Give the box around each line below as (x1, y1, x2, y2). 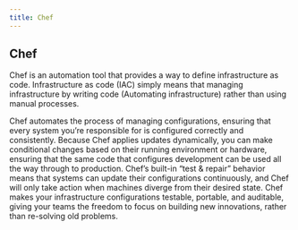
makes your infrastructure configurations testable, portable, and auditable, (9, 192, 285, 202)
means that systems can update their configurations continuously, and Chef (9, 173, 289, 183)
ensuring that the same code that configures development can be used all (9, 154, 282, 165)
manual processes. (9, 98, 80, 109)
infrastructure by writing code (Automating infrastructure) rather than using (9, 89, 287, 99)
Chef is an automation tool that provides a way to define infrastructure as (9, 70, 279, 81)
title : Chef (9, 13, 54, 22)
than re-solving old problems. (9, 211, 118, 222)
